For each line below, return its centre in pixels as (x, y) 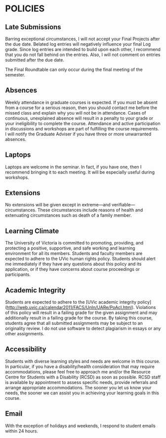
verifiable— (124, 205)
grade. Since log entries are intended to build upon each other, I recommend (83, 49)
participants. (18, 275)
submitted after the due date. (35, 60)
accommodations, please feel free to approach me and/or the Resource (78, 372)
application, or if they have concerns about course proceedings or (72, 269)
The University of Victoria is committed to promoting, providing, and (74, 243)
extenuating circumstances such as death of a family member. (68, 215)
